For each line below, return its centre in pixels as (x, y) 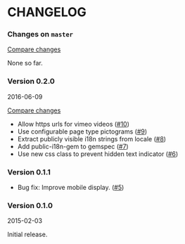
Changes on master (40, 34)
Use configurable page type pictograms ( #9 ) (82, 131)
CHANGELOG (47, 12)
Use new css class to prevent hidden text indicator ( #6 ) (98, 154)
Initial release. (27, 235)
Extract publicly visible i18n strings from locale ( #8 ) (92, 139)
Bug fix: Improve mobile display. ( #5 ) (71, 188)
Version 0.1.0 (30, 206)
